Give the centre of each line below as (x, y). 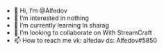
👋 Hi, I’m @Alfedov (41, 11)
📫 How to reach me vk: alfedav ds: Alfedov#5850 (85, 40)
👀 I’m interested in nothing (51, 18)
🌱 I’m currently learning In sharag (61, 25)
